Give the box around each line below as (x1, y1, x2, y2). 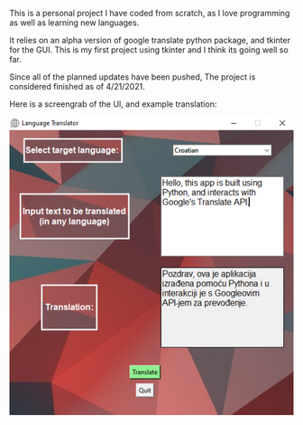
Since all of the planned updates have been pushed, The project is (9, 71, 256, 82)
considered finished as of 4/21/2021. (9, 81, 146, 91)
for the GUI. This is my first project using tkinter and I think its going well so (9, 44, 289, 55)
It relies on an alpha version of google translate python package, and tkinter (9, 35, 291, 45)
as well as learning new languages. (9, 17, 140, 28)
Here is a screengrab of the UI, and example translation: (9, 99, 217, 109)
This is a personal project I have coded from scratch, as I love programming (9, 8, 290, 18)
